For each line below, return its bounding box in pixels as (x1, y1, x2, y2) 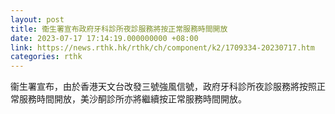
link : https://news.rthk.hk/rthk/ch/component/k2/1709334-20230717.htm (10, 42, 315, 53)
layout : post (10, 14, 65, 25)
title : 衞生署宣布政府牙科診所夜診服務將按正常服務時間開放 (10, 24, 228, 34)
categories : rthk (10, 52, 83, 62)
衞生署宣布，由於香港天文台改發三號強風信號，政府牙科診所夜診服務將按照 (10, 81, 317, 93)
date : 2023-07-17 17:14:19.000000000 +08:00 (10, 33, 199, 43)
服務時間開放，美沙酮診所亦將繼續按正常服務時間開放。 (18, 93, 247, 105)
